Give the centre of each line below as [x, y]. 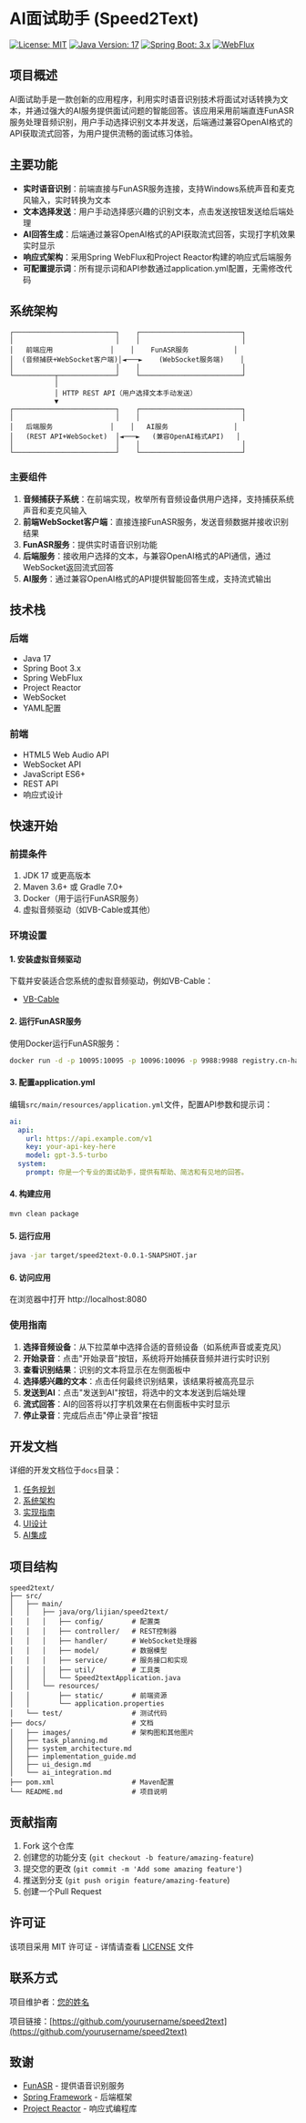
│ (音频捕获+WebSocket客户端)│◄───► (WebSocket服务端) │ [127, 360]
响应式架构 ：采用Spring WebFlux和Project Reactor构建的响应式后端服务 [157, 257]
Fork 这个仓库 [48, 1845]
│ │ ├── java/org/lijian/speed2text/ [89, 1612]
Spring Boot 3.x [52, 668]
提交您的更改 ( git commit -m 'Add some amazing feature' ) [133, 1868]
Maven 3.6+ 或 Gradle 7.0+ [73, 887]
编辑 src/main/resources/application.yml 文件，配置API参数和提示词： [141, 1104]
